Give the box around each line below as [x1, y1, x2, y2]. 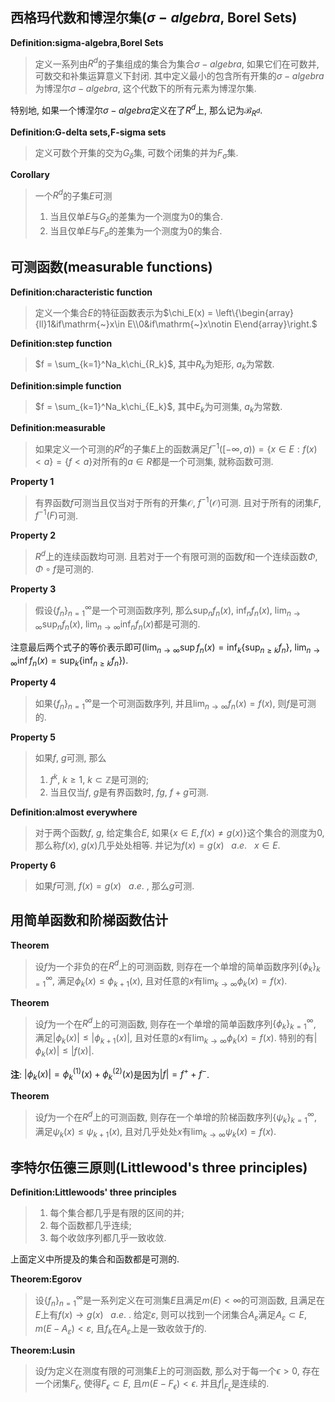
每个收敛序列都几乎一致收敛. [49, 1232, 167, 1244]
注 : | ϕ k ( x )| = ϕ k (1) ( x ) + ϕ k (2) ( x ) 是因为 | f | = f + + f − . [10, 1066, 210, 1083]
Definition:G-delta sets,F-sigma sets [10, 126, 167, 138]
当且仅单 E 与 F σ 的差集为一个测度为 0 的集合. [49, 225, 223, 239]
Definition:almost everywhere [10, 806, 138, 818]
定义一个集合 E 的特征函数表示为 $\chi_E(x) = [34, 306, 214, 318]
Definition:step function [10, 337, 113, 349]
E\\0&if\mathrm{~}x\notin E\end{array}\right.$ [127, 318, 318, 330]
